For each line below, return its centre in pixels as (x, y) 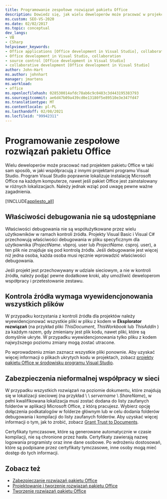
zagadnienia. (18, 192)
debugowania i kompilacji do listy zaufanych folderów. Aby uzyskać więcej (82, 417)
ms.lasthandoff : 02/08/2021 (34, 112)
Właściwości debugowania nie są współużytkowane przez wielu (71, 229)
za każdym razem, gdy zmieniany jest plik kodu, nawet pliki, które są (75, 332)
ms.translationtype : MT (30, 102)
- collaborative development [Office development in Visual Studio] (78, 65)
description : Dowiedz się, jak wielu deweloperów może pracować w (75, 14)
